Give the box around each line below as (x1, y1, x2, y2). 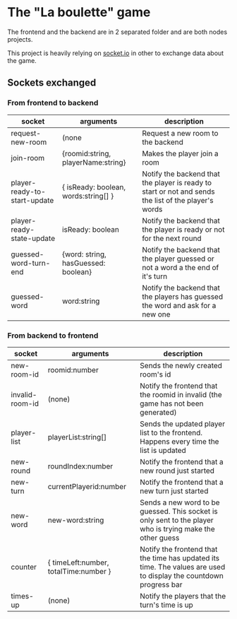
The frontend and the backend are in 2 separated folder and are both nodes (7, 28, 228, 36)
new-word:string (47, 515, 104, 525)
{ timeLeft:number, (47, 558, 109, 567)
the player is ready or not (142, 224, 225, 234)
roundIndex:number (47, 461, 114, 471)
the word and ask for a (142, 300, 217, 310)
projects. (7, 35, 33, 43)
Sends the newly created (140, 360, 222, 370)
